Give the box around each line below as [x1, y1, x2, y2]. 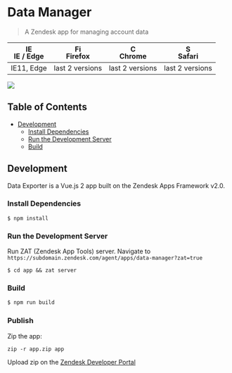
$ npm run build [7, 299, 55, 306]
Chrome [119, 51, 147, 61]
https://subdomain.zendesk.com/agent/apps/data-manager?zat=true [7, 255, 202, 262]
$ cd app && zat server [7, 267, 77, 274]
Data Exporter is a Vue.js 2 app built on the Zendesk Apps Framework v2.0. [7, 181, 226, 190]
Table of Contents [7, 101, 88, 113]
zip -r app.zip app [7, 346, 65, 353]
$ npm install [7, 215, 49, 222]
